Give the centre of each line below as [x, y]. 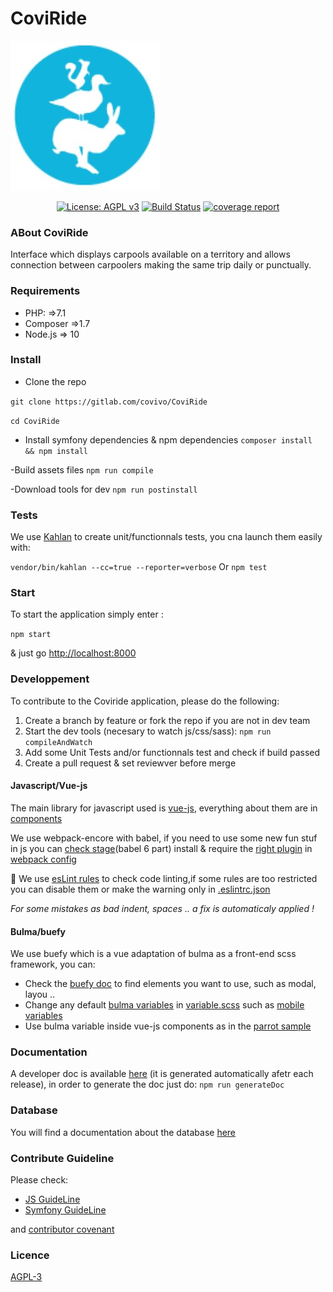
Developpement [50, 679]
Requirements [45, 291]
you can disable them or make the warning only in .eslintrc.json [140, 889]
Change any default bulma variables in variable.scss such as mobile [164, 1005]
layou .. [40, 994]
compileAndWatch [58, 742]
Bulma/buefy [38, 931]
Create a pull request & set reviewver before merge [130, 763]
